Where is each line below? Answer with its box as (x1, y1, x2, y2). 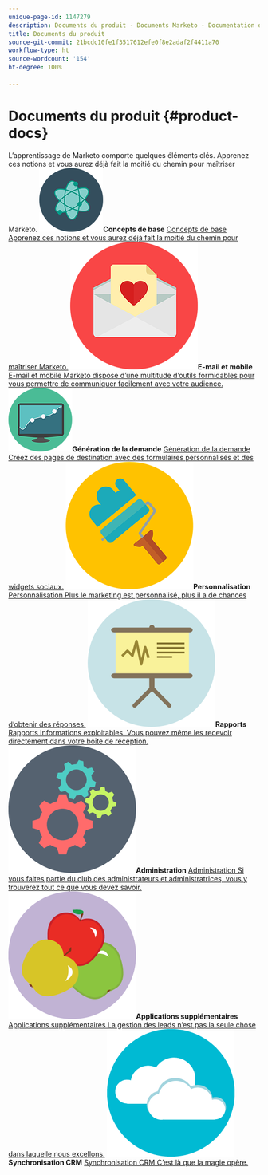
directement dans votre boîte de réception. (8, 736, 149, 746)
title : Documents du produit (8, 30, 105, 37)
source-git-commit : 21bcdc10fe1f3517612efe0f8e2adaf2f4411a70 (8, 38, 219, 46)
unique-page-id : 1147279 (8, 13, 91, 21)
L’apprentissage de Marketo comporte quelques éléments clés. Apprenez (8, 150, 250, 160)
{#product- (163, 107, 239, 125)
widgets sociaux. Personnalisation (8, 582, 251, 591)
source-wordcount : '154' (8, 55, 91, 63)
